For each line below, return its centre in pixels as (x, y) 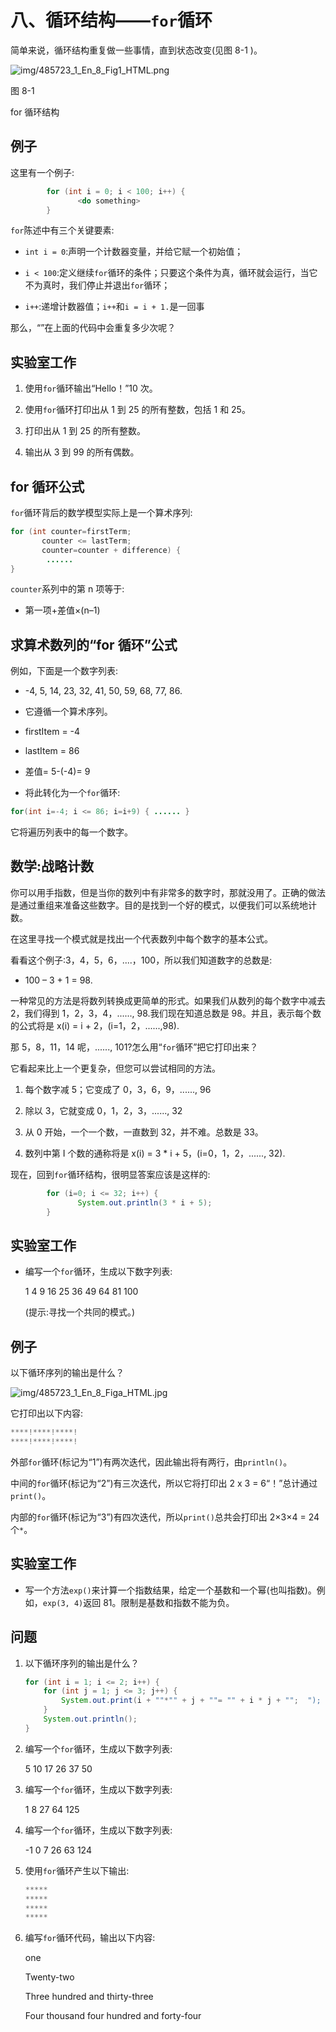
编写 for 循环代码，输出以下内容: (90, 1938)
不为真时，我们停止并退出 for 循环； (97, 285)
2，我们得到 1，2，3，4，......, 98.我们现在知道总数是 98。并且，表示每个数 (166, 1013)
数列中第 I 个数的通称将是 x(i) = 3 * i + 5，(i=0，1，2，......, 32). (155, 1153)
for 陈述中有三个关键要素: (62, 230)
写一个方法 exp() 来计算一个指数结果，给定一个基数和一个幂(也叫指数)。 (170, 1590)
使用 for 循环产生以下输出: (77, 1870)
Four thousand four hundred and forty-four (113, 2016)
